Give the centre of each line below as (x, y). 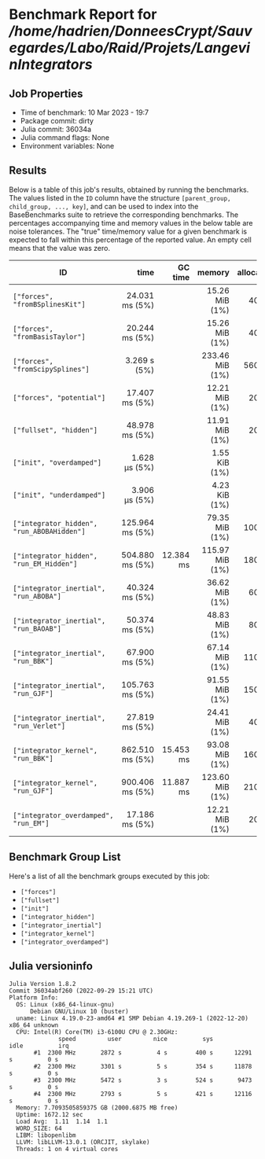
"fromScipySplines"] (51, 369)
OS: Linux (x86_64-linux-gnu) (65, 1005)
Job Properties (46, 93)
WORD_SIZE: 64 (39, 1129)
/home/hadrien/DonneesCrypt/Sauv (131, 31)
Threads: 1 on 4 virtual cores (67, 1150)
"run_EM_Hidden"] (45, 563)
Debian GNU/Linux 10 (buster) (79, 1012)
